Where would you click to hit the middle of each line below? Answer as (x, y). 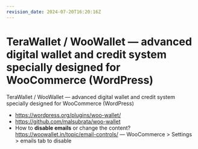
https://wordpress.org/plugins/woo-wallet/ (68, 115)
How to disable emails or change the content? (73, 128)
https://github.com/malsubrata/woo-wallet (68, 121)
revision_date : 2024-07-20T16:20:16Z (54, 12)
